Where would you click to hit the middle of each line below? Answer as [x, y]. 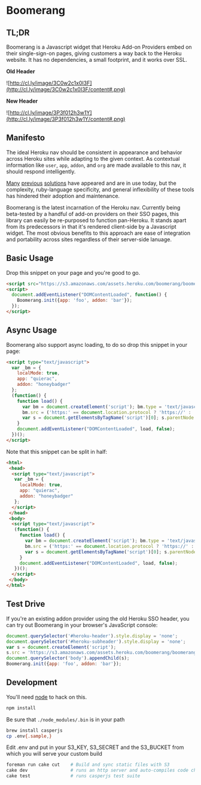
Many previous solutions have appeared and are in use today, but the [91, 183]
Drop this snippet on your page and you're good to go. [73, 272]
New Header [22, 101]
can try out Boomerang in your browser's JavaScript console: [82, 625]
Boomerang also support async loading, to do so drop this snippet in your [97, 344]
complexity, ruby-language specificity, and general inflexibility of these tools [100, 189]
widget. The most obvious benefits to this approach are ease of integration [98, 233]
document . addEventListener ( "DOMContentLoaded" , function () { [89, 295]
